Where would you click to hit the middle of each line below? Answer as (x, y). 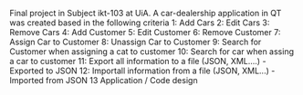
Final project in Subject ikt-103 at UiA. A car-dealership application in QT (146, 13)
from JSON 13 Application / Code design (121, 80)
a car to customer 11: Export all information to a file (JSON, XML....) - (138, 61)
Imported (26, 80)
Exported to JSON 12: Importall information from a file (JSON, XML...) (139, 71)
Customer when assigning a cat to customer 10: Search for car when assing (152, 52)
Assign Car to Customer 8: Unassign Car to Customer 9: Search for (136, 42)
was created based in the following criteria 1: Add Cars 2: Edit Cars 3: (140, 23)
